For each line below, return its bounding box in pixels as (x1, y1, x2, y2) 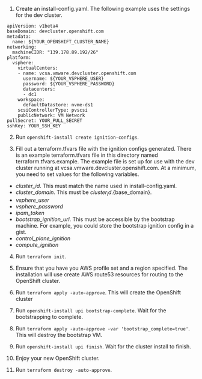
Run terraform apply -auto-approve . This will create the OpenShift (15, 288, 181, 296)
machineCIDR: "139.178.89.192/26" (12, 49, 99, 55)
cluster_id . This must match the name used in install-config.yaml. (15, 183, 177, 189)
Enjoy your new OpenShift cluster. (15, 354, 100, 362)
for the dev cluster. (15, 11, 63, 19)
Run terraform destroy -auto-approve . (15, 366, 112, 373)
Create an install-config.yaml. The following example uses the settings (15, 5, 191, 12)
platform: (7, 55, 32, 61)
